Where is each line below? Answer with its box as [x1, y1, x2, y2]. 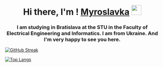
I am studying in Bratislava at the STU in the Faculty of [17, 24, 148, 31]
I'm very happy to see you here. [44, 36, 121, 43]
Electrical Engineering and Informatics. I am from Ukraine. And [6, 30, 158, 37]
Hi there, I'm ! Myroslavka [23, 6, 130, 18]
